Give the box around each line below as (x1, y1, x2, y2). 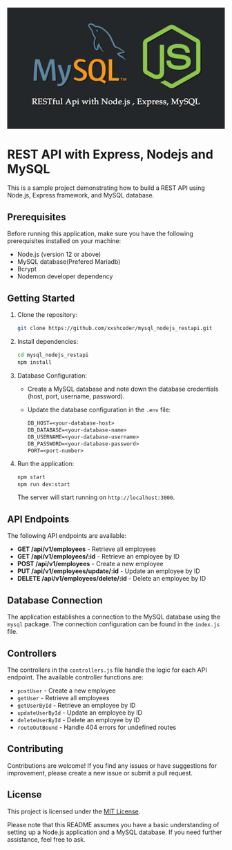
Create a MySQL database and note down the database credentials (27, 385, 219, 393)
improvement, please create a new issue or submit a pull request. (7, 769, 193, 777)
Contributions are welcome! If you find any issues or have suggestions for (7, 761, 217, 770)
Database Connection (7, 595, 103, 606)
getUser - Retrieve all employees (17, 693, 110, 702)
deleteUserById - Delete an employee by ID (17, 715, 140, 724)
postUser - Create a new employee (17, 686, 116, 695)
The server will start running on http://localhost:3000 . (17, 493, 175, 501)
